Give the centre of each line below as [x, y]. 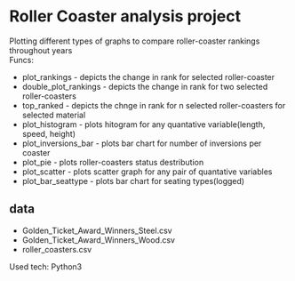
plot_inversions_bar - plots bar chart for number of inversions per [142, 143]
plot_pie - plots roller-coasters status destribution [113, 162]
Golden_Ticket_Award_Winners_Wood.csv [99, 240]
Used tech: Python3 [46, 266]
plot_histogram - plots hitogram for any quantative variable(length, [144, 124]
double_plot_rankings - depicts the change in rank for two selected [145, 86]
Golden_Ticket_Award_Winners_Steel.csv [97, 230]
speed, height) [49, 133]
